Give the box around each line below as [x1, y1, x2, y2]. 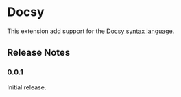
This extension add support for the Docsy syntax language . [7, 27, 175, 35]
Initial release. [7, 83, 47, 91]
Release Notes [7, 47, 71, 58]
